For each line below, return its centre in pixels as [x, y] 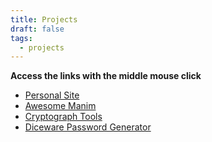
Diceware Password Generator [88, 127]
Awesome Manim [60, 106]
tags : [21, 38]
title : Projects [44, 19]
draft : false [37, 29]
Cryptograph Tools [63, 117]
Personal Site [52, 95]
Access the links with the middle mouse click [106, 76]
